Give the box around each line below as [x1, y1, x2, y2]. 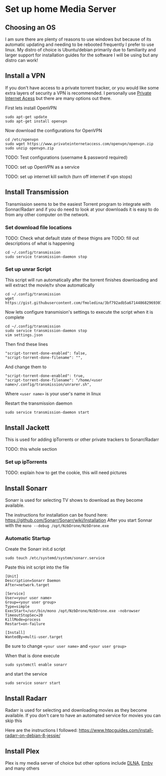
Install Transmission [5, 188, 69, 196]
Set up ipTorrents [5, 458, 47, 465]
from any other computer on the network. [5, 211, 90, 217]
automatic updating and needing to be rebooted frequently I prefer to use [5, 42, 154, 48]
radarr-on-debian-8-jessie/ [5, 732, 61, 738]
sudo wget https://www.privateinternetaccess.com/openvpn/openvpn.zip [5, 141, 154, 146]
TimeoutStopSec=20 [5, 613, 43, 618]
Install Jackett [5, 423, 50, 432]
